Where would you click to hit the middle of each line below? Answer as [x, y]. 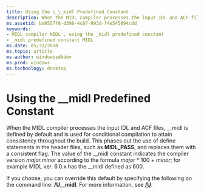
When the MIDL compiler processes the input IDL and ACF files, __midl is [97, 128]
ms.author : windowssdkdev [39, 57]
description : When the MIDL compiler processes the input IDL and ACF [97, 18]
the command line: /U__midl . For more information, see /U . [80, 185]
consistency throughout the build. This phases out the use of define [91, 141]
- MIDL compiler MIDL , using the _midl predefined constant [85, 35]
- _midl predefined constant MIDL [50, 40]
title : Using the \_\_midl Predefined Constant [68, 12]
